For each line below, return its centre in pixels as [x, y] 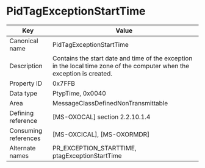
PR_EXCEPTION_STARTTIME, [94, 148]
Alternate [23, 148]
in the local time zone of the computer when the [121, 66]
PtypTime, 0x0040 [79, 93]
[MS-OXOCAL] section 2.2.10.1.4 [101, 117]
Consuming [26, 130]
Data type [23, 93]
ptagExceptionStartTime [87, 155]
